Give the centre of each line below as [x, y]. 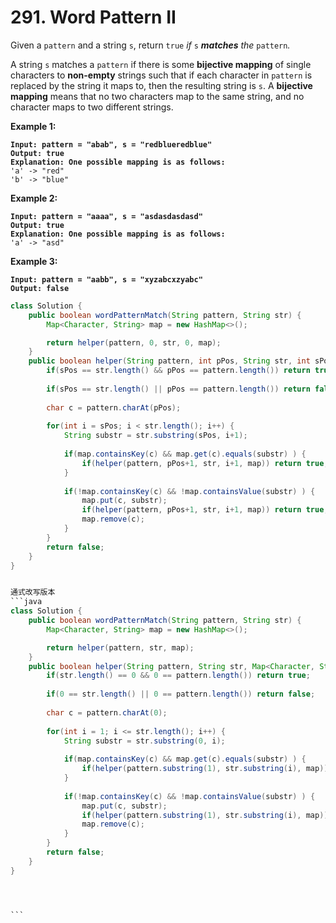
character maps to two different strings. [92, 107]
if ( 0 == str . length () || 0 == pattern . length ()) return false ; [181, 694]
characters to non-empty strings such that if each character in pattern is [161, 75]
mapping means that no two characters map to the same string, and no [157, 96]
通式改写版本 [33, 592]
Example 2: [34, 198]
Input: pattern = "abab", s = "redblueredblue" [111, 144]
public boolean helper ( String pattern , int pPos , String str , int [169, 361]
